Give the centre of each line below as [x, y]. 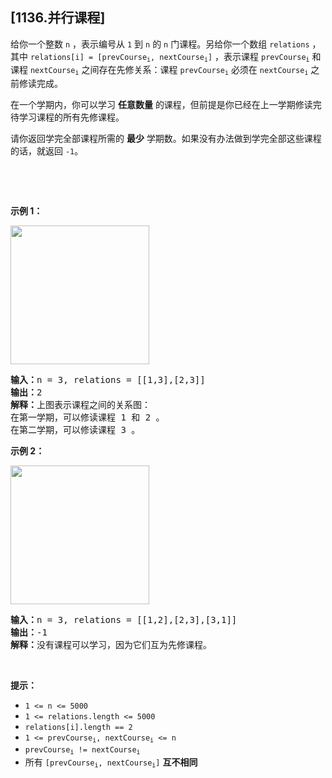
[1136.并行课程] [58, 18]
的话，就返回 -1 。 [47, 150]
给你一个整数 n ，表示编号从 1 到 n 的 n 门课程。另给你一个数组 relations [160, 44]
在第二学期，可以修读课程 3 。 [75, 429]
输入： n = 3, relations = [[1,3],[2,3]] [108, 379]
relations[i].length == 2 [78, 727]
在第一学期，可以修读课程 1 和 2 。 [87, 417]
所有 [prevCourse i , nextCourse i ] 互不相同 [111, 763]
